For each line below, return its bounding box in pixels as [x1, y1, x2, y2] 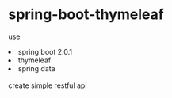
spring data [18, 63, 55, 73]
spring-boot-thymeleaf [8, 6, 164, 24]
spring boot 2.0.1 [18, 47, 73, 56]
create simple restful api [8, 81, 87, 90]
